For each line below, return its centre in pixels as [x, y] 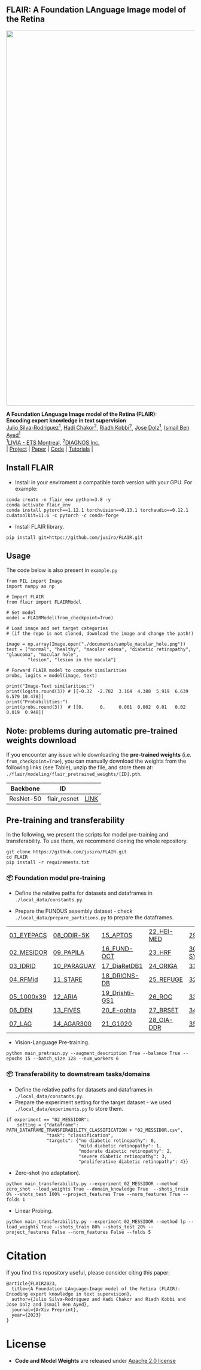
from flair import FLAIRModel [44, 602]
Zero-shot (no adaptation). [48, 1173]
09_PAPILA [69, 952]
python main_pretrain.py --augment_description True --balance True [93, 1053]
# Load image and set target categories [57, 629]
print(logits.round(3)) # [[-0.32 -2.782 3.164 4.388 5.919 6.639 [97, 692]
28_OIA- [161, 1020]
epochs [14, 1059]
